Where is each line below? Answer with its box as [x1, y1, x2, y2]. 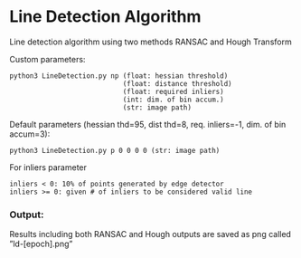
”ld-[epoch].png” [9, 238, 73, 250]
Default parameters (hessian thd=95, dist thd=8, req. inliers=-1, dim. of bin [9, 119, 287, 129]
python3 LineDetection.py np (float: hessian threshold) [9, 71, 229, 81]
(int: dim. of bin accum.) [122, 95, 224, 104]
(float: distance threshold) [122, 79, 232, 88]
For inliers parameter [9, 161, 88, 173]
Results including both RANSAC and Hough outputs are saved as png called [9, 229, 292, 240]
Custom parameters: [9, 53, 86, 64]
